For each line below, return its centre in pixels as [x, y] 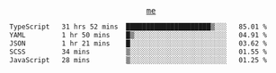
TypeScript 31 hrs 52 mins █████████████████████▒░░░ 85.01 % [138, 27]
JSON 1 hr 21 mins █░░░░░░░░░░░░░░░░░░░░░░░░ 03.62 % [138, 43]
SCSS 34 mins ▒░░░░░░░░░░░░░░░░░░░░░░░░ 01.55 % [138, 52]
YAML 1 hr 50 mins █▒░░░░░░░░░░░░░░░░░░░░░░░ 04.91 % [138, 35]
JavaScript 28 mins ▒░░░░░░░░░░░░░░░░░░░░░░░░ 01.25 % [138, 60]
